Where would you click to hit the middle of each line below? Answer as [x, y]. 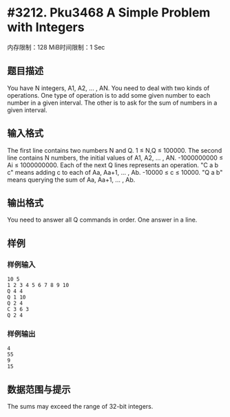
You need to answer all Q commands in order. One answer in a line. [102, 220]
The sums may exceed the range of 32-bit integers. [80, 407]
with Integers [46, 27]
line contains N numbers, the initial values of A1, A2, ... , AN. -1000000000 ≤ [115, 158]
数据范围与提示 [39, 389]
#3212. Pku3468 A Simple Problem [109, 13]
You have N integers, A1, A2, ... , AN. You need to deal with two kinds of [108, 88]
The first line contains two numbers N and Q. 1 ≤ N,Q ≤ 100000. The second [115, 150]
